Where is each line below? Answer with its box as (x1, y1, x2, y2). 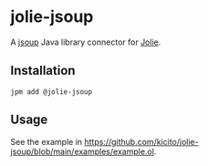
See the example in (10, 136, 83, 147)
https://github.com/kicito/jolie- (84, 136, 199, 147)
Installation (10, 63, 76, 78)
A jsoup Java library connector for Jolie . (10, 36, 161, 47)
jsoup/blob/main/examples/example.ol (10, 146, 154, 157)
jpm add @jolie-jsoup (10, 87, 93, 97)
